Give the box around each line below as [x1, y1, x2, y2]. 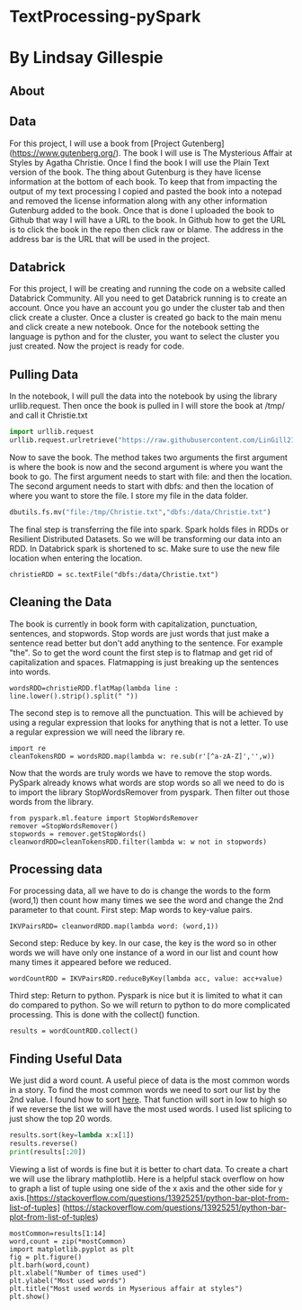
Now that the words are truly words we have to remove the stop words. [9, 767, 272, 778]
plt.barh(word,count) [9, 1260, 91, 1269]
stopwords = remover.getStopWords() [9, 829, 147, 838]
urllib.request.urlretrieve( [9, 436, 119, 445]
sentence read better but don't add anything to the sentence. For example [9, 637, 283, 648]
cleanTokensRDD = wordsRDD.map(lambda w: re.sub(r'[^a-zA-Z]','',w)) [9, 752, 276, 761]
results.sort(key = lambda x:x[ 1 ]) [9, 1131, 135, 1140]
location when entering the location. [9, 552, 143, 564]
